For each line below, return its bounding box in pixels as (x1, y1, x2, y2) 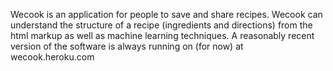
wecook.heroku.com (10, 51, 95, 63)
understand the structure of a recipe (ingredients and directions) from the (10, 19, 313, 31)
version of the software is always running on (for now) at (10, 40, 244, 52)
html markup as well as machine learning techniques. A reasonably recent (10, 30, 315, 41)
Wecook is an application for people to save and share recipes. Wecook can (10, 9, 323, 20)
